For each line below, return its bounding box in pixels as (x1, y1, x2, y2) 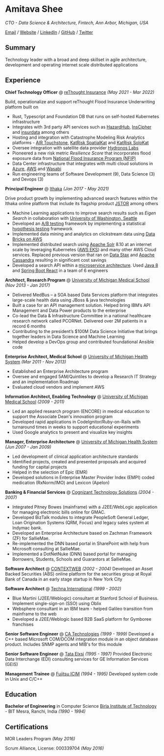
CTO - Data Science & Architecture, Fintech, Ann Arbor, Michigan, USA (5, 20, 149, 26)
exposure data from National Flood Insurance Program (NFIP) (12, 155, 136, 161)
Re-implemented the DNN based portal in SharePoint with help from (12, 540, 149, 546)
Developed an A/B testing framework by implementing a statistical (12, 220, 146, 226)
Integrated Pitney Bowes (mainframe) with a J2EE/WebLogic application (12, 504, 158, 510)
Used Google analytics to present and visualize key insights (12, 429, 133, 435)
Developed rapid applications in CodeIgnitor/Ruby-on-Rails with (12, 419, 141, 424)
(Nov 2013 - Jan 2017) (5, 282, 50, 288)
